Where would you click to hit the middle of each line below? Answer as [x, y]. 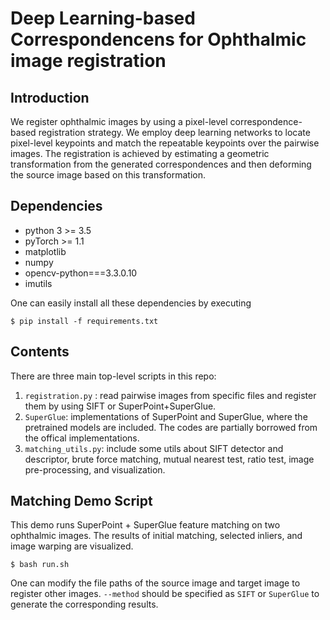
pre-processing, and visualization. [95, 469]
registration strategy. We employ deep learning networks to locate [174, 132]
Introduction [50, 97]
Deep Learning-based [103, 18]
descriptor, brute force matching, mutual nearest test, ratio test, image [169, 459]
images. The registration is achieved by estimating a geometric [140, 153]
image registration [88, 61]
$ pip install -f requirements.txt [84, 321]
